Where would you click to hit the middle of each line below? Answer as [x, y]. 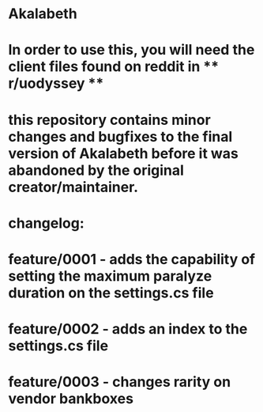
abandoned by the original [96, 170]
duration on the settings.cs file [111, 293]
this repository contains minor [109, 120]
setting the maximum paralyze [110, 276]
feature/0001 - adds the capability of [131, 259]
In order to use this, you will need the [131, 50]
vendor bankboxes [71, 399]
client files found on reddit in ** [114, 67]
